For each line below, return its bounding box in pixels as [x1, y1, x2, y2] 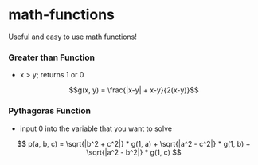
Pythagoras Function [8, 105, 92, 116]
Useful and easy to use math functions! [8, 32, 138, 41]
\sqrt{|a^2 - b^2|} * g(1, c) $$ [86, 147, 182, 157]
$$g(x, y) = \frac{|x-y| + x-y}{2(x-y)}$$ [68, 85, 199, 95]
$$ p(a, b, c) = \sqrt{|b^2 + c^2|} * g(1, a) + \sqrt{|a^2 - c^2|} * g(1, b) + [17, 139, 251, 148]
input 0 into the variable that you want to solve [19, 124, 173, 133]
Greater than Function [8, 52, 96, 63]
